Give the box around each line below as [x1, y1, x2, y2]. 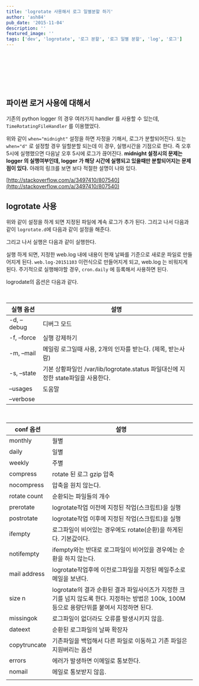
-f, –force [9, 333, 37, 341]
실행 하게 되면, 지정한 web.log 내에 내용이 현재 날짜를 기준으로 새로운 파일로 [6, 251, 182, 258]
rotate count [9, 492, 43, 500]
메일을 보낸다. [52, 574, 89, 582]
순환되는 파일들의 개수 [52, 492, 111, 501]
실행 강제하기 [42, 334, 78, 342]
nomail [9, 667, 28, 675]
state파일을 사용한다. [55, 374, 111, 382]
